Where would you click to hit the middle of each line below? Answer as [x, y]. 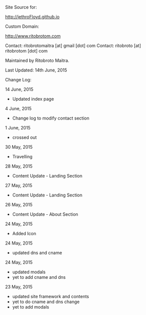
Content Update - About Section [45, 214]
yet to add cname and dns [39, 277]
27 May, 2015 [19, 185]
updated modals [29, 272]
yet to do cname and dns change [46, 302]
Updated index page [33, 99]
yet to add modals [31, 307]
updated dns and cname [37, 253]
